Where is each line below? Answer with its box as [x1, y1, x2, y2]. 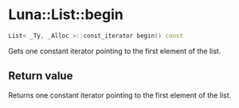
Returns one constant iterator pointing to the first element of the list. [8, 90, 232, 100]
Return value [8, 69, 73, 83]
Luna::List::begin [8, 6, 123, 24]
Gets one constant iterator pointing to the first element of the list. [8, 46, 221, 56]
